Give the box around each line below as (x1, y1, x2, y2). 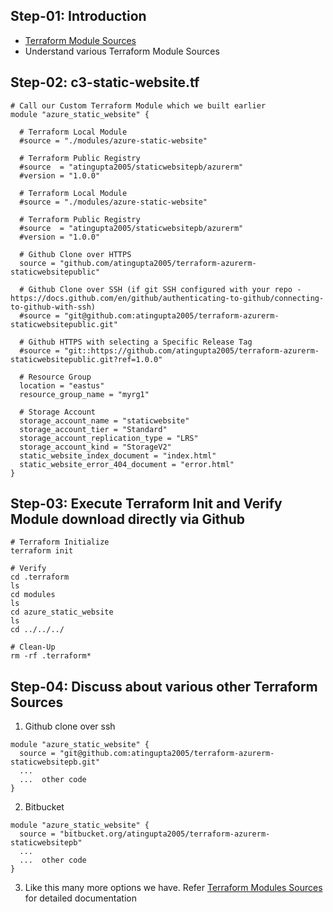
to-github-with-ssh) (10, 302, 97, 312)
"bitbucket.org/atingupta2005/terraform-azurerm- (59, 829, 271, 839)
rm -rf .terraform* (10, 651, 92, 661)
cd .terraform (10, 572, 70, 583)
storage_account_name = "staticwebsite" (19, 415, 190, 426)
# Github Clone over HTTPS (19, 249, 132, 259)
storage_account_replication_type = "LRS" (19, 433, 199, 443)
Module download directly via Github (10, 511, 245, 528)
